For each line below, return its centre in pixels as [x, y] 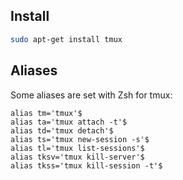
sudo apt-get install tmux [66, 39]
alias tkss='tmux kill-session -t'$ [86, 165]
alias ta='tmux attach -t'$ [69, 122]
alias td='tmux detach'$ [62, 130]
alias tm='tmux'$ [46, 113]
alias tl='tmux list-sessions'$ [77, 148]
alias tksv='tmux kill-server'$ [77, 157]
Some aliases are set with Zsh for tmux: [91, 95]
